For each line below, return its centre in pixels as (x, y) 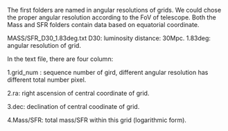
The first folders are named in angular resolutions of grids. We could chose (114, 10)
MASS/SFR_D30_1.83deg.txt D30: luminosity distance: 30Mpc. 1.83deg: (109, 38)
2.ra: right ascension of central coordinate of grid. (78, 93)
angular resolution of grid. (44, 45)
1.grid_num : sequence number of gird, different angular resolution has (108, 72)
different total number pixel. (47, 80)
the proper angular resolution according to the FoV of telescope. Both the (112, 17)
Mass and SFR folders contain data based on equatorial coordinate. (103, 25)
